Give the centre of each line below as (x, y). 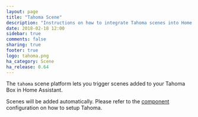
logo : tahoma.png (28, 56)
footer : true (22, 50)
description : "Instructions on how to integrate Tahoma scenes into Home (99, 23)
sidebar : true (24, 34)
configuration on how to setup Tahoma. (54, 108)
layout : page (22, 12)
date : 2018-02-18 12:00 (36, 28)
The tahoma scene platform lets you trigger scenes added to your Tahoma (96, 84)
